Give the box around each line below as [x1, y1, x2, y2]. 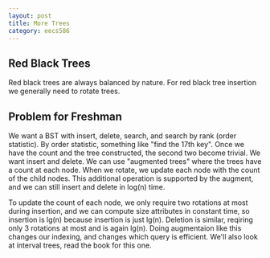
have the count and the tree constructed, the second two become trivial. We [8, 148, 261, 158]
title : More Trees [8, 19, 70, 27]
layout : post [8, 11, 52, 20]
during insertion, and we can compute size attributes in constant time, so [8, 207, 251, 215]
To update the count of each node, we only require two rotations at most [8, 198, 248, 207]
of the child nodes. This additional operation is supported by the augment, [8, 174, 254, 183]
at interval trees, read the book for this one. [8, 240, 152, 250]
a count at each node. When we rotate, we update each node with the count [8, 166, 260, 174]
